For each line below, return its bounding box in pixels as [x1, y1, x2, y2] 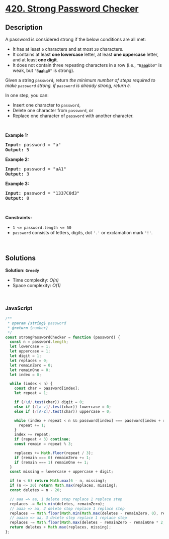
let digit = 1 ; [10, 353, 42, 358]
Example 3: [5, 181, 29, 187]
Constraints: [5, 215, 32, 220]
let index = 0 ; [10, 372, 42, 377]
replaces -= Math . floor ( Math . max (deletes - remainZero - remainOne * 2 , [10, 520, 165, 525]
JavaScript [5, 305, 33, 312]
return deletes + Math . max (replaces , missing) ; [10, 525, 112, 530]
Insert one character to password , [12, 102, 81, 108]
